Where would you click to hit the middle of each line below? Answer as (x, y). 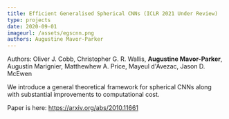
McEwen (20, 74)
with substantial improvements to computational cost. (83, 95)
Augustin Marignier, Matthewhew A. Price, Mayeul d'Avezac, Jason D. (106, 66)
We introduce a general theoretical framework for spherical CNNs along (110, 87)
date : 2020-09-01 (32, 26)
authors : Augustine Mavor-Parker (55, 39)
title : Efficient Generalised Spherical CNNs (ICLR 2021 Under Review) (112, 13)
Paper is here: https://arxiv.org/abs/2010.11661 (73, 108)
